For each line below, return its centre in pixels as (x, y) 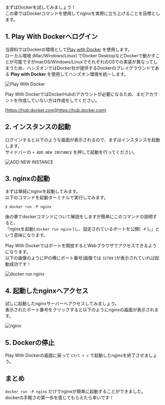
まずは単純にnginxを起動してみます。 (43, 191)
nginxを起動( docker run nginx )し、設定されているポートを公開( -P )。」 (82, 229)
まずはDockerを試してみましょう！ (40, 7)
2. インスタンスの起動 (38, 127)
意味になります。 (31, 235)
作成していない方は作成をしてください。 (59, 100)
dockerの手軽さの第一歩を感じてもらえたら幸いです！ (60, 397)
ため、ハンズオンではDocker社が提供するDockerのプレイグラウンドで (84, 68)
